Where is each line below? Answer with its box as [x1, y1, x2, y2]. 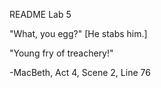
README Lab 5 [9, 9, 72, 20]
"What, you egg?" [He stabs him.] [9, 28, 148, 39]
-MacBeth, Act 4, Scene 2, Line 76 [9, 67, 151, 78]
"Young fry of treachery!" [9, 47, 114, 59]
